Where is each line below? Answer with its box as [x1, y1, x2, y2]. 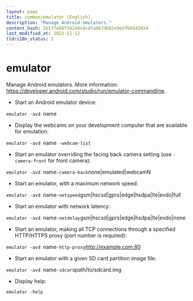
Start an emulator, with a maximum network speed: [14, 179, 138, 187]
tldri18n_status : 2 [6, 36, 54, 42]
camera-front [14, 158, 47, 164]
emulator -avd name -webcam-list [6, 139, 91, 146]
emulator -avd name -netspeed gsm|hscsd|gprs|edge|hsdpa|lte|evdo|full [6, 191, 181, 198]
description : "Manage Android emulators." [6, 19, 112, 25]
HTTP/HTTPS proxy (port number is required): [14, 231, 127, 239]
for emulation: [14, 127, 49, 135]
